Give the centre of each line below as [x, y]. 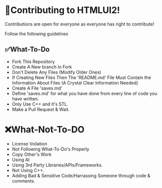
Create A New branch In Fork [42, 66]
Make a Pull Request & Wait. [41, 109]
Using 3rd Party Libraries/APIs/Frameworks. [57, 165]
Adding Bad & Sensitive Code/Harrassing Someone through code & [81, 175]
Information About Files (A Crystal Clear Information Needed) [75, 82]
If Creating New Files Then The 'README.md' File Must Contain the [81, 77]
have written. [25, 98]
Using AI [21, 159]
